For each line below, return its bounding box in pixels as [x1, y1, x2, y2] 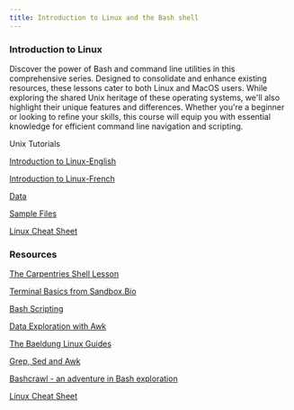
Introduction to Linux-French [9, 173, 115, 184]
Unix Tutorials [9, 138, 61, 149]
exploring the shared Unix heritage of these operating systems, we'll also [9, 92, 281, 103]
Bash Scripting [9, 304, 64, 314]
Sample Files [9, 208, 57, 219]
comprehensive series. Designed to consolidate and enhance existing [9, 73, 267, 84]
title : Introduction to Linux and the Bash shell [9, 13, 200, 23]
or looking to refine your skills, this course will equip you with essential [9, 111, 272, 122]
